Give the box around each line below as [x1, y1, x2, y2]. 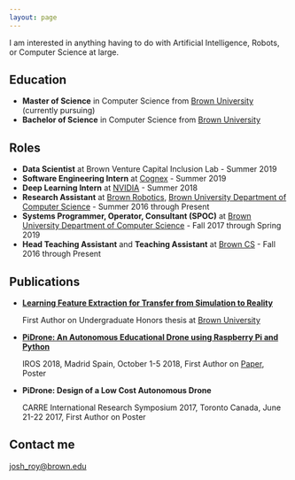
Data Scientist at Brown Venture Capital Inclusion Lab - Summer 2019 [21, 164, 277, 174]
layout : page [9, 12, 58, 22]
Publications [9, 274, 81, 289]
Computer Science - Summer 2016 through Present [21, 201, 210, 213]
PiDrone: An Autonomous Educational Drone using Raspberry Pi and [21, 332, 279, 343]
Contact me [9, 437, 75, 453]
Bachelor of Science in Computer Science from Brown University [21, 114, 261, 125]
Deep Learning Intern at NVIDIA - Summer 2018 [21, 182, 198, 193]
